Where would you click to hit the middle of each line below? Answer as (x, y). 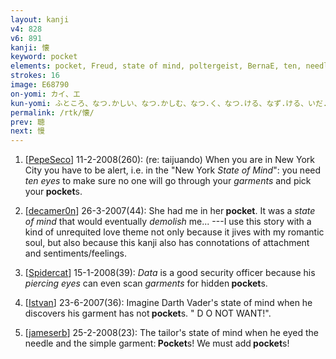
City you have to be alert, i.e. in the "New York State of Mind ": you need (173, 170)
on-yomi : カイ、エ (45, 94)
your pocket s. (53, 192)
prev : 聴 (27, 122)
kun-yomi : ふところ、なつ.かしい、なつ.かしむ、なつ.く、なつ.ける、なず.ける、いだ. (169, 103)
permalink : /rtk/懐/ (52, 112)
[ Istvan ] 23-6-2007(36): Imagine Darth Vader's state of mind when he (168, 303)
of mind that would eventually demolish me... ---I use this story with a (168, 222)
